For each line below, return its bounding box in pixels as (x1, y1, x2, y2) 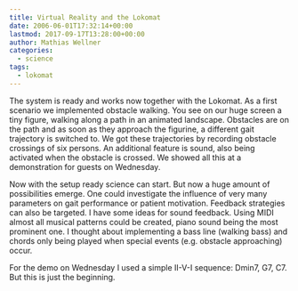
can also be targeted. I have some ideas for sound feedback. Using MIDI (9, 206, 274, 218)
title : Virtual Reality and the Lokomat (9, 12, 162, 22)
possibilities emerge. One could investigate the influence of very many (9, 188, 268, 198)
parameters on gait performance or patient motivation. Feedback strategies (9, 198, 286, 208)
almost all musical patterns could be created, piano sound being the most (9, 216, 278, 227)
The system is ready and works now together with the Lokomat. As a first (9, 95, 278, 106)
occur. (9, 245, 33, 255)
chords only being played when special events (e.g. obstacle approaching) (9, 235, 283, 246)
